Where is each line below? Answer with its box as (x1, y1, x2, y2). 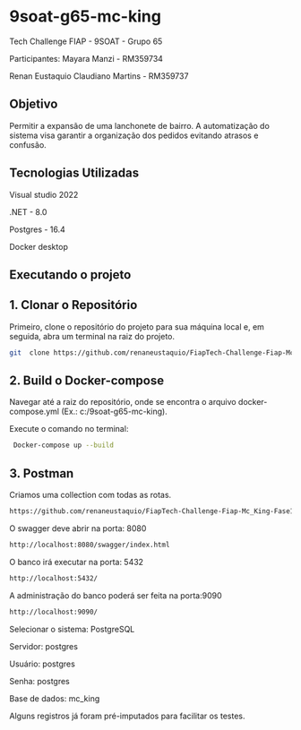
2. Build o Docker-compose (9, 374, 164, 389)
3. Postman (9, 466, 74, 481)
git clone (9, 348, 50, 357)
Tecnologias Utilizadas (9, 166, 140, 181)
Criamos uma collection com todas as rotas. (9, 490, 172, 501)
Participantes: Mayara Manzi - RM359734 (9, 53, 164, 64)
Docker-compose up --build (13, 441, 115, 450)
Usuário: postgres (9, 658, 76, 669)
